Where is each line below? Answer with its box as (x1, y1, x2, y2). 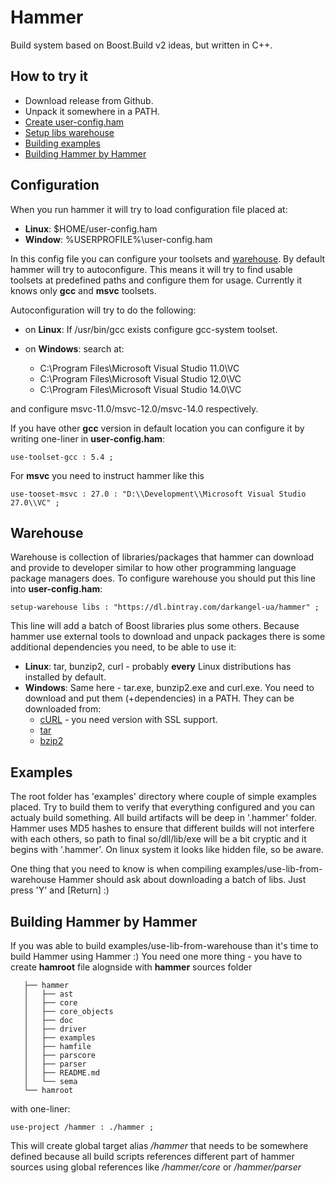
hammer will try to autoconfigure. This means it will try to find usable (10, 263, 293, 275)
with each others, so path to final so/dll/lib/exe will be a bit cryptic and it (10, 833, 307, 845)
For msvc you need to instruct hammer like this (10, 469, 205, 481)
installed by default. (24, 671, 107, 683)
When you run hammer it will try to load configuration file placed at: (10, 203, 288, 215)
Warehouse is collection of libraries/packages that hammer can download (10, 551, 315, 563)
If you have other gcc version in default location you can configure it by (10, 422, 305, 434)
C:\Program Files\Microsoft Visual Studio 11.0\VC (39, 362, 240, 374)
